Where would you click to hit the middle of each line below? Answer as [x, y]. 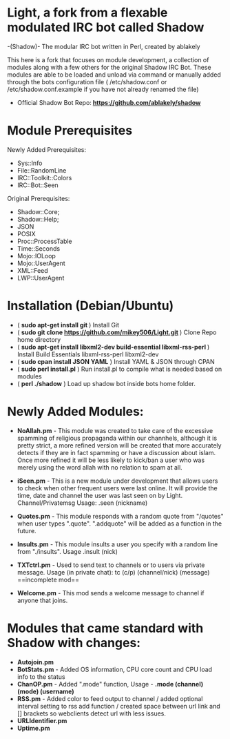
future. [27, 530]
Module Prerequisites [70, 131]
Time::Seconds [39, 248]
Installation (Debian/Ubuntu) [91, 306]
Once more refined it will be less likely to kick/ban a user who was [111, 460]
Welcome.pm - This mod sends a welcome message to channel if [111, 593]
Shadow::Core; [38, 211]
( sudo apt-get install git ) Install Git [68, 325]
